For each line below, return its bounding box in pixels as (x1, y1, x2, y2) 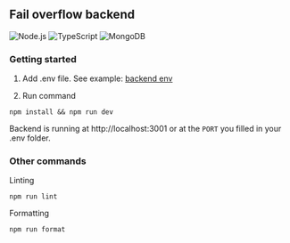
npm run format (9, 225, 66, 234)
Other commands (9, 155, 87, 167)
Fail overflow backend (9, 7, 136, 22)
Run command (21, 91, 76, 101)
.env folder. (9, 133, 51, 143)
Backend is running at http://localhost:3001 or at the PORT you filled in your (9, 124, 282, 134)
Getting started (9, 53, 78, 65)
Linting (9, 175, 35, 186)
